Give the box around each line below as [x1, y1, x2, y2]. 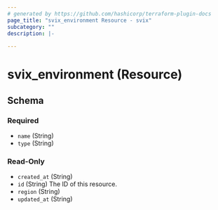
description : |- [7, 29, 55, 37]
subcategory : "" [7, 23, 55, 30]
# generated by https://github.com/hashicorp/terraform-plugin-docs [7, 10, 212, 18]
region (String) [17, 188, 61, 196]
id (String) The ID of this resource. [17, 180, 118, 188]
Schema [7, 94, 44, 106]
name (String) [17, 131, 54, 140]
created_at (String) [17, 173, 73, 181]
